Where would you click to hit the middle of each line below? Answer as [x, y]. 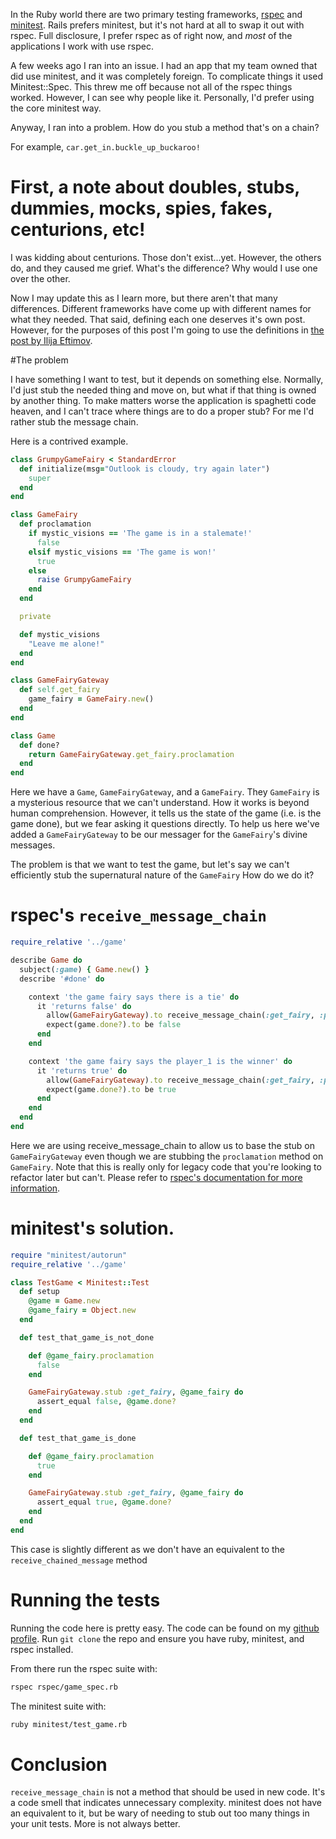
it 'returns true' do [82, 1070]
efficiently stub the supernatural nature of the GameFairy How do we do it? [162, 875]
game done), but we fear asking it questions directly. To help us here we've [165, 824]
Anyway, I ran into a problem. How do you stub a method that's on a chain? [165, 127]
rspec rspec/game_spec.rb [64, 1687]
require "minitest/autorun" [69, 1255]
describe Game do [46, 960]
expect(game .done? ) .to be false [114, 1025]
